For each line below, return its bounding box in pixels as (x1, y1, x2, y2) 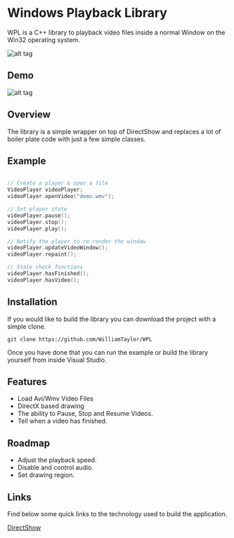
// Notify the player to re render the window (7, 237, 146, 245)
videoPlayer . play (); (7, 225, 68, 232)
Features (7, 376, 47, 388)
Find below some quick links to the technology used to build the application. (7, 510, 228, 518)
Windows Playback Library (7, 5, 167, 21)
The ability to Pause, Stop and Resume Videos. (17, 409, 153, 418)
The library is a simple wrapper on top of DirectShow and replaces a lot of (7, 127, 221, 136)
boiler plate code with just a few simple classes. (7, 135, 146, 143)
